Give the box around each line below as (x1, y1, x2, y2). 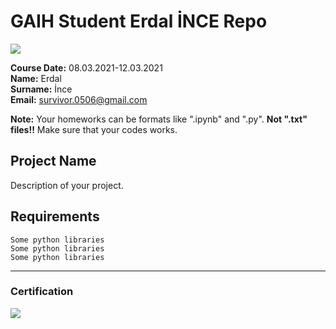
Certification (10, 285, 74, 299)
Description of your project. (10, 179, 124, 191)
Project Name (10, 153, 97, 170)
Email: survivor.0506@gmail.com (10, 93, 148, 105)
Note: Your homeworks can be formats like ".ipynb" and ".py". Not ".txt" (10, 113, 308, 125)
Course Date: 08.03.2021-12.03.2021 (10, 61, 163, 74)
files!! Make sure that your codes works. (10, 123, 178, 135)
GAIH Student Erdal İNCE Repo (10, 10, 268, 33)
